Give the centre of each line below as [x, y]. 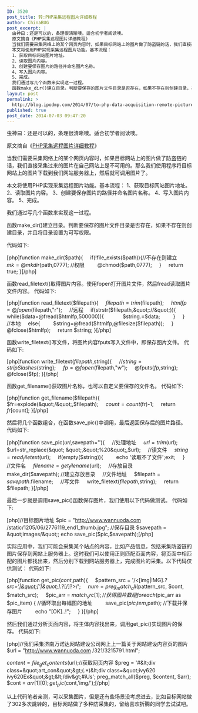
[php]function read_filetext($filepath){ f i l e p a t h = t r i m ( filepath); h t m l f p [97, 303]
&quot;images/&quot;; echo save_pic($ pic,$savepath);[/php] [80, 534]
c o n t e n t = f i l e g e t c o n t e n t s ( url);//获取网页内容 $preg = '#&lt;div [81, 664]
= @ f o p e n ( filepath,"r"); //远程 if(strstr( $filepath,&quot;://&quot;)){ [91, 310]
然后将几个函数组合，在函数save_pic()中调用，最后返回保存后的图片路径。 [96, 422]
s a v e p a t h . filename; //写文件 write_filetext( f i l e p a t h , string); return [93, 481]
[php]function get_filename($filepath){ [53, 398]
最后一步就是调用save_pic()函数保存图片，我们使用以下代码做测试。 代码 [95, 500]
